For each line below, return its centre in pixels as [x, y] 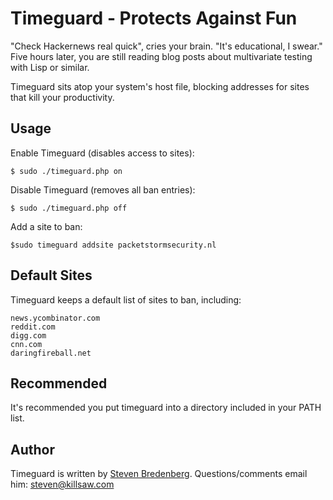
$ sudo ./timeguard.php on [66, 171]
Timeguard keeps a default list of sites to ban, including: [126, 299]
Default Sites [51, 275]
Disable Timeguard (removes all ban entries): [103, 189]
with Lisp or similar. [50, 67]
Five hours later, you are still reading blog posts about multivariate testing [161, 56]
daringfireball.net [51, 353]
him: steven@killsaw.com [62, 484]
